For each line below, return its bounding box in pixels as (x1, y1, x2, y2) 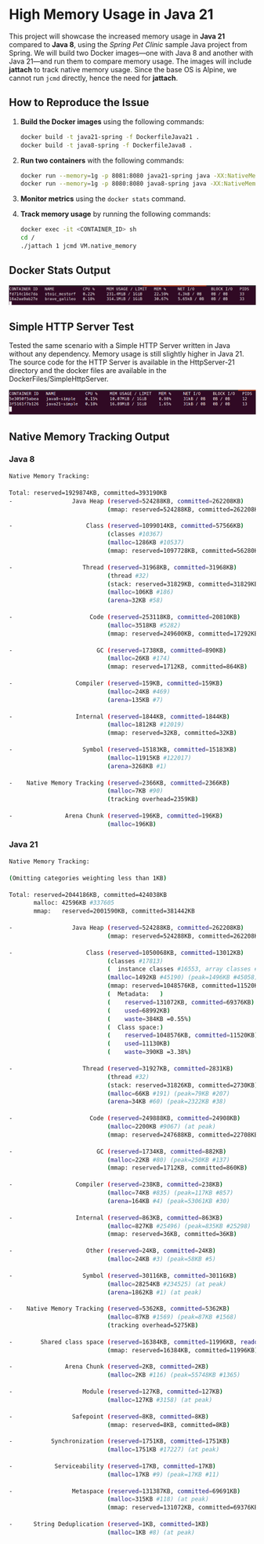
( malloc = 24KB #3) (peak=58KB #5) (107, 1255, 216, 1264)
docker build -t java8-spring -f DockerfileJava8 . (20, 141, 193, 149)
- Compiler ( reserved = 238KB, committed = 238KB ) (9, 1180, 223, 1189)
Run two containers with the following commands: (20, 155, 185, 165)
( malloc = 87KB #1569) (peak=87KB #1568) (107, 1313, 237, 1321)
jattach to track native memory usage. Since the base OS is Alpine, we (9, 64, 237, 74)
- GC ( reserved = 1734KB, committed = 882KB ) (9, 1147, 226, 1155)
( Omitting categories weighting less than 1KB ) (9, 874, 168, 882)
